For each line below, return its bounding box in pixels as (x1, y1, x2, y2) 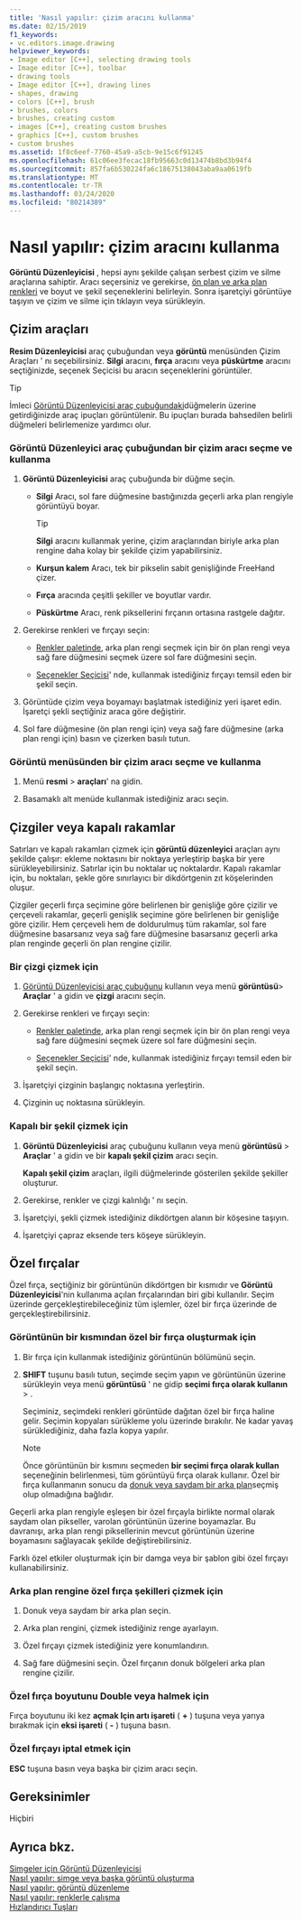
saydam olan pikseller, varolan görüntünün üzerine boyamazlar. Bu (9, 1515, 257, 1526)
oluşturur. (22, 1177, 59, 1188)
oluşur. (9, 882, 35, 893)
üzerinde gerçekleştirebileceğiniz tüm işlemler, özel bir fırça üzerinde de (9, 1299, 278, 1310)
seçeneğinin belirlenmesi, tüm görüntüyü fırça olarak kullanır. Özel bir (22, 1469, 281, 1480)
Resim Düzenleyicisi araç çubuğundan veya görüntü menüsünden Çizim (9, 345, 281, 357)
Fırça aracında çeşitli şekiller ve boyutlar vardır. (35, 589, 212, 601)
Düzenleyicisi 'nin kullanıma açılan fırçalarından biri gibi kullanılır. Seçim (9, 1289, 275, 1301)
